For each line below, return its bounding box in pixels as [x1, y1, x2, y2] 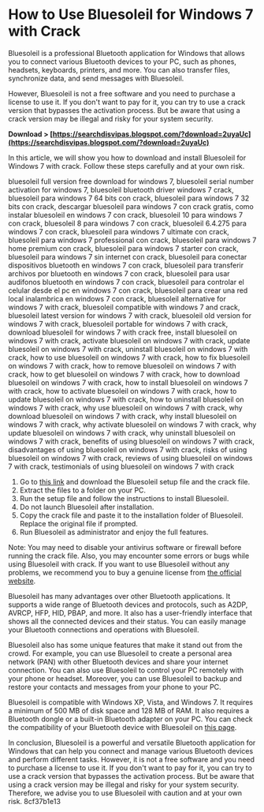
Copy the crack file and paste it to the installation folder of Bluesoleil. [19, 511, 244, 520]
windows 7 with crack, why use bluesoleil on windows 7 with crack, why [8, 402, 243, 412]
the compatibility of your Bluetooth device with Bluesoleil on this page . [8, 722, 237, 732]
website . [8, 576, 36, 586]
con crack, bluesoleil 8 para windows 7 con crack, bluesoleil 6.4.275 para [8, 219, 247, 228]
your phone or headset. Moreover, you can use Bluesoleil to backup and [8, 673, 243, 683]
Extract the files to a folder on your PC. [19, 485, 147, 495]
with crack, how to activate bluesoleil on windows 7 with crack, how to [8, 386, 237, 395]
